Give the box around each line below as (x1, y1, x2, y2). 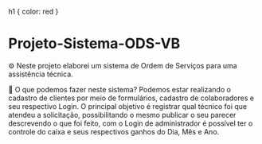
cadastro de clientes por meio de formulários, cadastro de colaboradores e (8, 93, 255, 103)
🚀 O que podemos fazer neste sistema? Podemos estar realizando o (8, 84, 231, 94)
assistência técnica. (8, 69, 73, 79)
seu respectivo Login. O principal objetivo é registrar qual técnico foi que (8, 101, 248, 111)
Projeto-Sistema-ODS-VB (8, 35, 181, 53)
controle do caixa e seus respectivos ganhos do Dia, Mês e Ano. (8, 126, 220, 136)
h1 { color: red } (8, 7, 59, 16)
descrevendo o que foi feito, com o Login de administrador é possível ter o (8, 119, 253, 128)
